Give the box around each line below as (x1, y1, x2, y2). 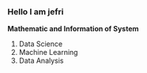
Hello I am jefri (7, 6, 64, 17)
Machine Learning (18, 48, 78, 57)
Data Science (18, 39, 63, 49)
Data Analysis (18, 56, 64, 65)
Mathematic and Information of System (7, 24, 139, 34)
